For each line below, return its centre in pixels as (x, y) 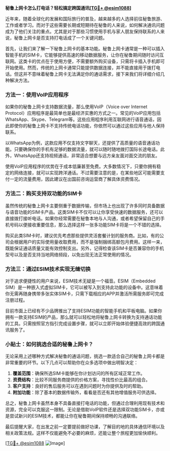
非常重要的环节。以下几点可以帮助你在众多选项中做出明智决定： (72, 363)
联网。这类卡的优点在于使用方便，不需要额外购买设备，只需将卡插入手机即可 (85, 61)
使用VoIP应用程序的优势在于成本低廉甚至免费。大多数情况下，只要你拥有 (81, 167)
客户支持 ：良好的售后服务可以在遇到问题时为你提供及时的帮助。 (79, 386)
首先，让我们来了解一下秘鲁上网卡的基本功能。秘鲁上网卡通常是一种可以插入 (85, 49)
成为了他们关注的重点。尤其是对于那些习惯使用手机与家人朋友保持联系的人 (83, 31)
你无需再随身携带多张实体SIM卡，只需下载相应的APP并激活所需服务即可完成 (84, 294)
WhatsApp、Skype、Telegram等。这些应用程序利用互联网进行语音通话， (81, 119)
